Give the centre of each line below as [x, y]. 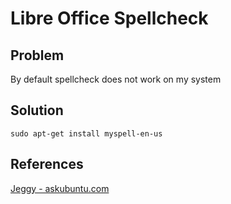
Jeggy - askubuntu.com [60, 188]
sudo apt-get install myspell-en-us [86, 133]
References [47, 164]
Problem [37, 55]
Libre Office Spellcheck [109, 18]
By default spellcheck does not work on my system [116, 79]
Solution [37, 110]
